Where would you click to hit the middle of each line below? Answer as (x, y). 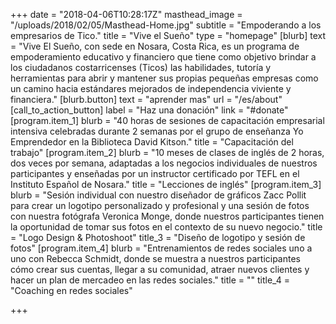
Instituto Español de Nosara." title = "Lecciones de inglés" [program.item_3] (166, 184)
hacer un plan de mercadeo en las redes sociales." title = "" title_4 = (150, 280)
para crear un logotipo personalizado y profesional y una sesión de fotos (160, 205)
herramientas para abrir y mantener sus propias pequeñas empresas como (164, 78)
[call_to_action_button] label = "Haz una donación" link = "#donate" (149, 110)
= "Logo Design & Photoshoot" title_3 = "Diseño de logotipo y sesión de (158, 237)
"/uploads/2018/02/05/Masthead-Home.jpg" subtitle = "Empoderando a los (166, 25)
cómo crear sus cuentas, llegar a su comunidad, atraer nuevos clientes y (160, 269)
